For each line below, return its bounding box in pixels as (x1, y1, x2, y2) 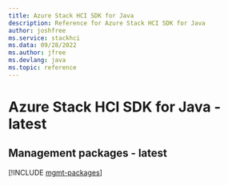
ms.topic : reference (8, 64, 78, 72)
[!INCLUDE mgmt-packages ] (8, 167, 102, 177)
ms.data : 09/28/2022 (8, 41, 78, 49)
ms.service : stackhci (8, 33, 81, 42)
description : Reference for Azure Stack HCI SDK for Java (8, 19, 206, 27)
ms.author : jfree (8, 49, 66, 57)
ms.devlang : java (8, 57, 66, 65)
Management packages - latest (8, 147, 168, 160)
